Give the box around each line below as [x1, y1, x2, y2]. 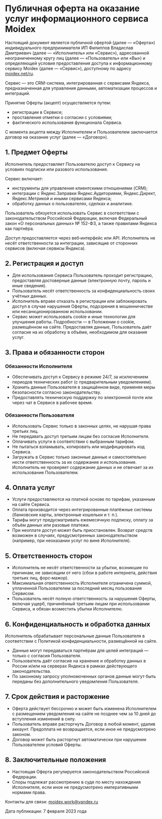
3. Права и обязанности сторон [5, 348, 105, 356]
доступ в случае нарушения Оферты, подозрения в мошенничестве [12, 303, 153, 309]
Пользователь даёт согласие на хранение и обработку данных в [12, 658, 146, 663]
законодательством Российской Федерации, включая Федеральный [5, 215, 147, 221]
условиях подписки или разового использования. [5, 166, 108, 172]
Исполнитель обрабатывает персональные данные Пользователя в [5, 633, 145, 639]
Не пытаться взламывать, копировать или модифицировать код [12, 443, 145, 450]
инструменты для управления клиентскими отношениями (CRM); [12, 185, 148, 191]
